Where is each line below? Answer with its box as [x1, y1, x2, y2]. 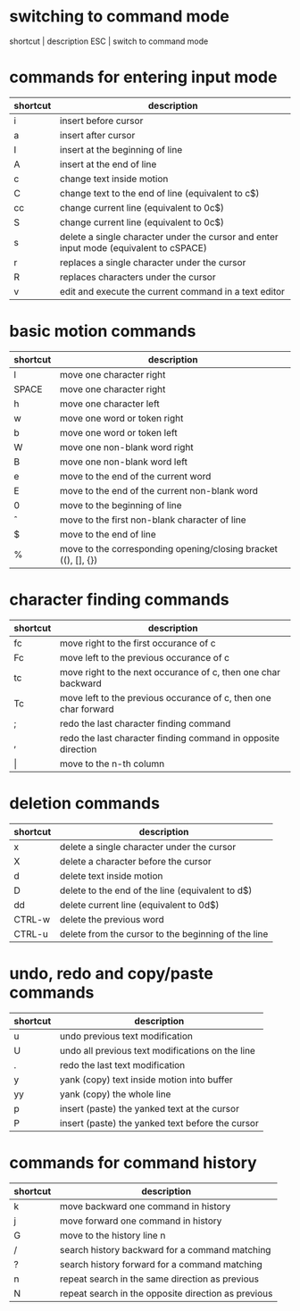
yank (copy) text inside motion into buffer [59, 1073, 234, 1086]
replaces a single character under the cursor [59, 256, 246, 269]
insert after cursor [59, 129, 136, 141]
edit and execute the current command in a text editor [59, 285, 286, 297]
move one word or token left [59, 426, 178, 438]
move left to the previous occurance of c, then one [59, 691, 271, 704]
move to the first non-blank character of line [59, 514, 247, 526]
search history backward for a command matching [59, 1243, 271, 1256]
